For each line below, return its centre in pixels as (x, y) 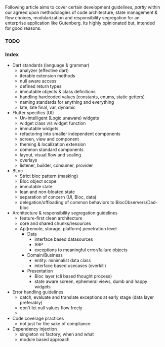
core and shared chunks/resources (55, 223)
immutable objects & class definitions (58, 92)
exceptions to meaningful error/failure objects (81, 250)
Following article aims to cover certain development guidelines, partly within (83, 7)
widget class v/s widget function (53, 123)
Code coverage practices (38, 318)
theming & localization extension (53, 144)
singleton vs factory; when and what (57, 334)
